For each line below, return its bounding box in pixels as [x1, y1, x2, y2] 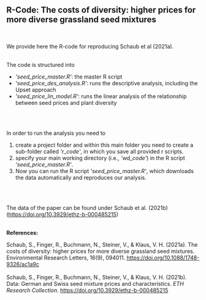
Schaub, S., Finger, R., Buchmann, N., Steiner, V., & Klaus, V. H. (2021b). [6, 273, 187, 281]
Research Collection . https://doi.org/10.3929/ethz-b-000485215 [6, 287, 169, 294]
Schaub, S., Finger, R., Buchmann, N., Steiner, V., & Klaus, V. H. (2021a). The [6, 240, 198, 248]
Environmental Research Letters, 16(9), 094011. [6, 254, 126, 261]
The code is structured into [6, 61, 75, 68]
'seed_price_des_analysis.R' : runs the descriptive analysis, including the [15, 79, 198, 87]
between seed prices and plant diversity [15, 99, 117, 106]
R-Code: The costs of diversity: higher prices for [6, 5, 196, 15]
